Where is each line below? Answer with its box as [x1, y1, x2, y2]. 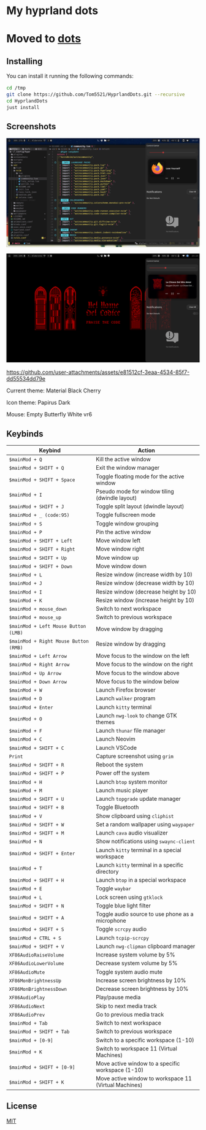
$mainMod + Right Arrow [9, 662, 70, 668]
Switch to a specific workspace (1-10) [96, 1036, 194, 1044]
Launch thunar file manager [96, 727, 166, 735]
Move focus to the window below [96, 678, 180, 685]
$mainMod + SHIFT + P [9, 771, 64, 777]
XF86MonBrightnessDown [9, 987, 67, 993]
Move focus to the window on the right [96, 660, 193, 668]
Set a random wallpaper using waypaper [96, 820, 195, 828]
